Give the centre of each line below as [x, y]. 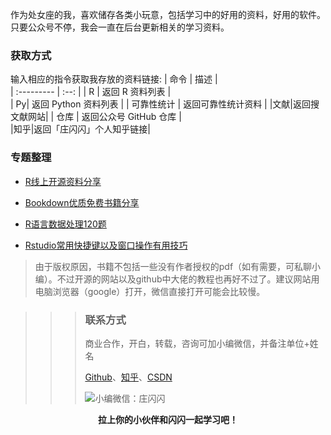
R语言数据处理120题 [65, 224]
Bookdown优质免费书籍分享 [82, 202]
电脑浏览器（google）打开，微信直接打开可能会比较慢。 [150, 291]
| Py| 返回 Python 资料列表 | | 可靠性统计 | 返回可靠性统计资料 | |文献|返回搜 [165, 104]
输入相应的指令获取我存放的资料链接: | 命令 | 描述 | [114, 79]
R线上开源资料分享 [63, 181]
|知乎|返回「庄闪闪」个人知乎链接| [80, 129]
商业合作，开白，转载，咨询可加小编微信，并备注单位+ [197, 343]
